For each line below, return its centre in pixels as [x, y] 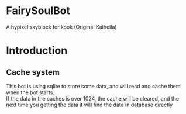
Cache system [33, 72]
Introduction [37, 51]
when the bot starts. [30, 92]
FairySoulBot [38, 11]
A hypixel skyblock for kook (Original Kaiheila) [61, 27]
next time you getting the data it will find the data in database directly [89, 105]
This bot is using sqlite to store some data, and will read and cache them [93, 86]
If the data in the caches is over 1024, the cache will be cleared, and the [93, 98]
